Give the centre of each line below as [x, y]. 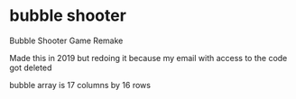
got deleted [31, 67]
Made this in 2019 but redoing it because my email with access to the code [148, 58]
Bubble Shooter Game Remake [66, 40]
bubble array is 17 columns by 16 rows [80, 85]
